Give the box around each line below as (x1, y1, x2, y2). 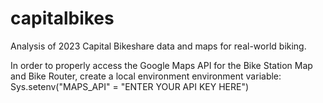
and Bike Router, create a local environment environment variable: (10, 70, 282, 82)
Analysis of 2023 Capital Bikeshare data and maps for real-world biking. (10, 40, 307, 52)
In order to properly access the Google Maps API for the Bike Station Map (10, 59, 313, 71)
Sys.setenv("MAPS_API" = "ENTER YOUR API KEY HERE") (10, 80, 250, 92)
